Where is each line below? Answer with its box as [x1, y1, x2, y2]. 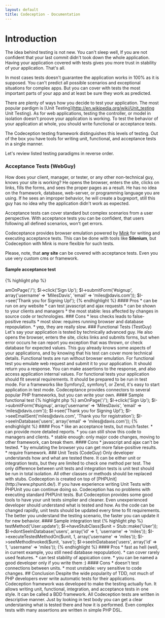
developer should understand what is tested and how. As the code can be [5, 502, 155, 508]
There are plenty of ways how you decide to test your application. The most [5, 100, 159, 106]
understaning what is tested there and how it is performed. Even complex [5, 602, 154, 608]
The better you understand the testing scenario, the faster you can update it [5, 512, 159, 518]
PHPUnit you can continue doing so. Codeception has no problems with [5, 486, 151, 492]
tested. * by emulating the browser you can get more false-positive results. [5, 444, 158, 450]
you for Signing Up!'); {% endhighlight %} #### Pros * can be [32, 297, 158, 304]
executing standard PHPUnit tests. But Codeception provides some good [5, 492, 153, 498]
